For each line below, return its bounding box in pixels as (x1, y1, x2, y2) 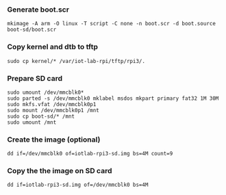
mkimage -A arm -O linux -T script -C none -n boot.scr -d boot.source (7, 21, 216, 27)
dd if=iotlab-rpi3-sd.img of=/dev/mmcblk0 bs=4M (7, 181, 149, 189)
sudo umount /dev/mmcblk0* (7, 89, 84, 96)
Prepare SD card (7, 73, 63, 83)
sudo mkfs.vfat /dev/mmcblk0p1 (7, 101, 97, 107)
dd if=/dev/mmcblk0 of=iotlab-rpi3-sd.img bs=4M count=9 (7, 151, 173, 157)
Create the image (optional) (7, 135, 101, 144)
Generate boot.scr (7, 5, 70, 14)
